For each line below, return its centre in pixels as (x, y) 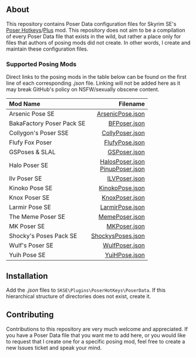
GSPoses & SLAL (32, 152)
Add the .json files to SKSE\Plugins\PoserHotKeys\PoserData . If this (86, 290)
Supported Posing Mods (41, 64)
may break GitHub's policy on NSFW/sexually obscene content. (83, 89)
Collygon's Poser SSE (39, 133)
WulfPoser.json (124, 245)
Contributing (30, 315)
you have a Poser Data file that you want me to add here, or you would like (96, 335)
